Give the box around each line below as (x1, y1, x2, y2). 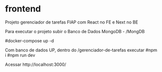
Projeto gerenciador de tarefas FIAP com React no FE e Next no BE (5, 19, 138, 25)
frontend (5, 3, 41, 14)
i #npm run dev (5, 52, 35, 58)
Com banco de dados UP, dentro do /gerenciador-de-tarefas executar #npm (5, 47, 158, 53)
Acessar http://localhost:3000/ (5, 61, 66, 67)
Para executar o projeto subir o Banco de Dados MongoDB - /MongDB (5, 28, 145, 34)
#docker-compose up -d (5, 37, 54, 44)
